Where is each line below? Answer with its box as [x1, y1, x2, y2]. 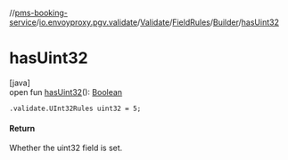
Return [9, 123, 36, 133]
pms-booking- [14, 8, 69, 18]
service [9, 17, 37, 28]
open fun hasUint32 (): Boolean [9, 86, 123, 97]
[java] [9, 77, 31, 88]
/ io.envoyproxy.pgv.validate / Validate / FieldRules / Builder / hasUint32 [36, 17, 279, 28]
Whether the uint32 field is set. [9, 142, 123, 154]
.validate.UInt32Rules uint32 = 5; [9, 104, 142, 113]
